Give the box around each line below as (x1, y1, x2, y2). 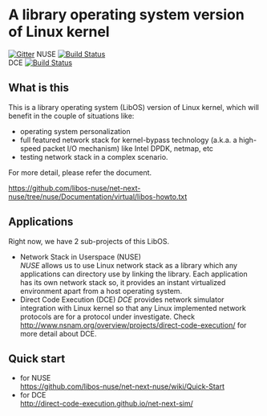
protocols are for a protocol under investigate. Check (19, 312, 195, 321)
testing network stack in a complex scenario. (19, 152, 168, 161)
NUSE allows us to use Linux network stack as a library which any (19, 260, 238, 270)
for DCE (19, 390, 47, 400)
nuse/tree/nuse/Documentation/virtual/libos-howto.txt (8, 191, 188, 202)
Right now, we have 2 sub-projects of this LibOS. (8, 236, 170, 246)
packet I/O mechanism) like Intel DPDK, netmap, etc (42, 143, 214, 153)
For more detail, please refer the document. (8, 167, 152, 177)
